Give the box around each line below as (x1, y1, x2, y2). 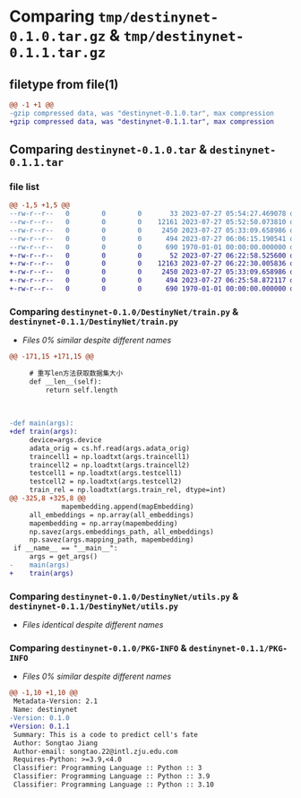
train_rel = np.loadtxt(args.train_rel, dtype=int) (29, 486, 227, 495)
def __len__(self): (29, 377, 102, 386)
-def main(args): (9, 419, 74, 428)
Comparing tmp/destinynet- (9, 6, 219, 27)
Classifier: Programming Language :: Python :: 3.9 (13, 772, 211, 781)
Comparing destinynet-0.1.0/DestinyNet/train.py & (9, 305, 239, 317)
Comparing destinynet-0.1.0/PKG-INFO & (9, 642, 187, 655)
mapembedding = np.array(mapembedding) (29, 518, 178, 528)
